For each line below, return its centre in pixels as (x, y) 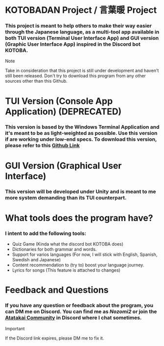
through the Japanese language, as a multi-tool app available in (82, 32)
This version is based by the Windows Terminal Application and (82, 127)
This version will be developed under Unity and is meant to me (81, 191)
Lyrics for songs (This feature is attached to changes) (66, 270)
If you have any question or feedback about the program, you (79, 306)
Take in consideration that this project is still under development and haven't (82, 71)
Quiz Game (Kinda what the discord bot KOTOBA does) (68, 244)
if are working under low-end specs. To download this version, (81, 139)
